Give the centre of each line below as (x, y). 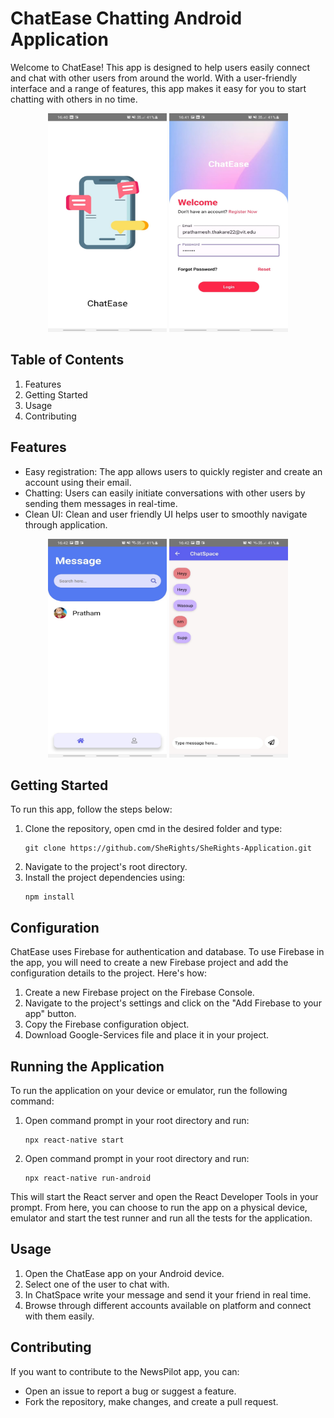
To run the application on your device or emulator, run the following (149, 1090)
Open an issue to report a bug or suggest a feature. (130, 1391)
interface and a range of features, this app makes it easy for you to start (158, 88)
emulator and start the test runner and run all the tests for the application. (161, 1218)
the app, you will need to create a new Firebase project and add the (149, 963)
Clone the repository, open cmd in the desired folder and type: (153, 829)
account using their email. (78, 482)
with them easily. (59, 1316)
